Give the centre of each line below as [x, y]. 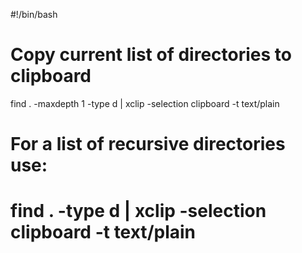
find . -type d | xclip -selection [138, 211]
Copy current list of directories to [151, 55]
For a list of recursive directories [148, 144]
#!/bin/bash [34, 14]
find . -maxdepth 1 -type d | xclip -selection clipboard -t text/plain [145, 103]
